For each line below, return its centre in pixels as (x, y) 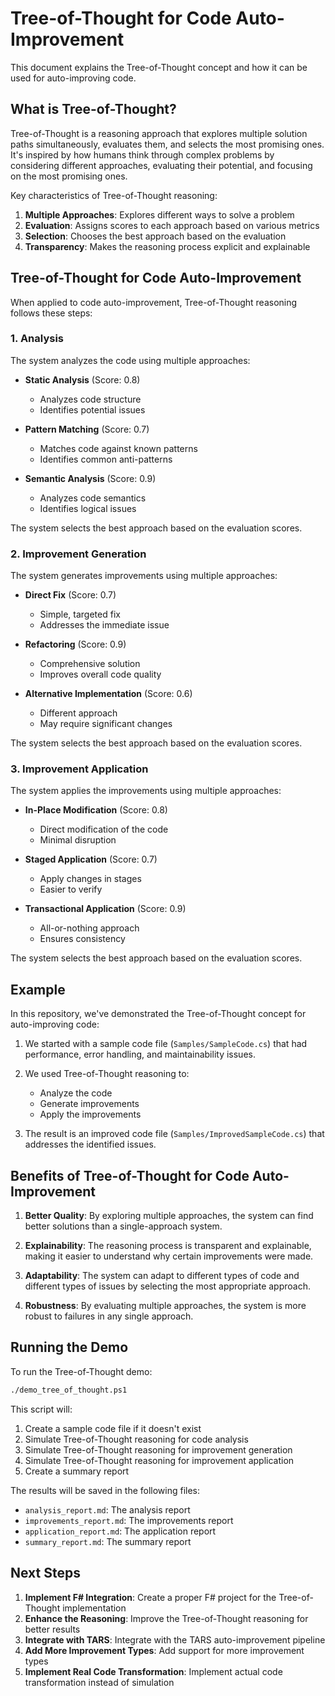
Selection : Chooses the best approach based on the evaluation (155, 236)
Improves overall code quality (100, 674)
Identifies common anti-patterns (106, 459)
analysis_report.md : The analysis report (107, 1509)
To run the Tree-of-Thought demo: (81, 1371)
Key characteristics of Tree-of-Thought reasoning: (114, 195)
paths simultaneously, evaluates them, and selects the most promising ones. (167, 144)
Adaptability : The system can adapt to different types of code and (162, 1276)
